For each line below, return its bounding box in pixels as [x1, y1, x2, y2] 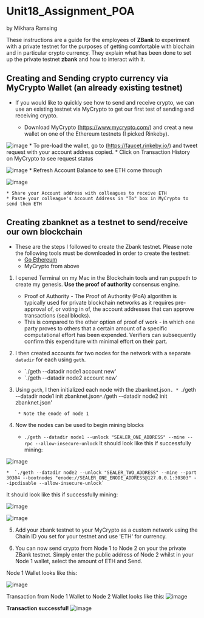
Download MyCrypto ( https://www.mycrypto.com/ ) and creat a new [24, 123, 194, 131]
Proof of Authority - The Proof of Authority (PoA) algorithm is [24, 292, 177, 299]
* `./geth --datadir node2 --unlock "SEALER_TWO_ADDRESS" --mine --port [6, 470, 197, 476]
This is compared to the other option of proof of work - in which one [24, 318, 195, 325]
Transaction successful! [6, 604, 69, 612]
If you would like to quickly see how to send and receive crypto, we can [15, 99, 194, 106]
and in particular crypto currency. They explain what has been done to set [6, 49, 191, 56]
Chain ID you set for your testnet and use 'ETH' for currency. [15, 532, 167, 540]
